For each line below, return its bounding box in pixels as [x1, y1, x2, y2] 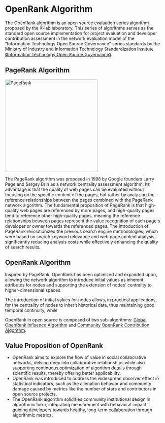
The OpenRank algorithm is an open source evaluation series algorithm [5, 20, 149, 26]
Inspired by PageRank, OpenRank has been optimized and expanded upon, [5, 271, 158, 277]
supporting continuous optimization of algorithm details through [12, 365, 142, 371]
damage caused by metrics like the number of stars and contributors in [12, 386, 157, 392]
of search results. [5, 244, 41, 250]
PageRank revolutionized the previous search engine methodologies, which [5, 228, 158, 234]
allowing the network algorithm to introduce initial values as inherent [5, 277, 144, 282]
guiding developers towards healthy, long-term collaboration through [12, 407, 153, 413]
